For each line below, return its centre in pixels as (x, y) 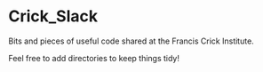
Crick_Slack (53, 16)
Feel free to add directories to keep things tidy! (94, 58)
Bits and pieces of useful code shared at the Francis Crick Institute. (131, 41)
